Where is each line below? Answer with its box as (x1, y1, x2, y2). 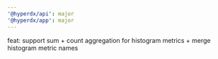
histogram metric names (7, 44, 79, 52)
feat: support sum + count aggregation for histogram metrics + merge (7, 36, 211, 44)
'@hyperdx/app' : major (7, 17, 74, 24)
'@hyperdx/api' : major (7, 10, 74, 18)
